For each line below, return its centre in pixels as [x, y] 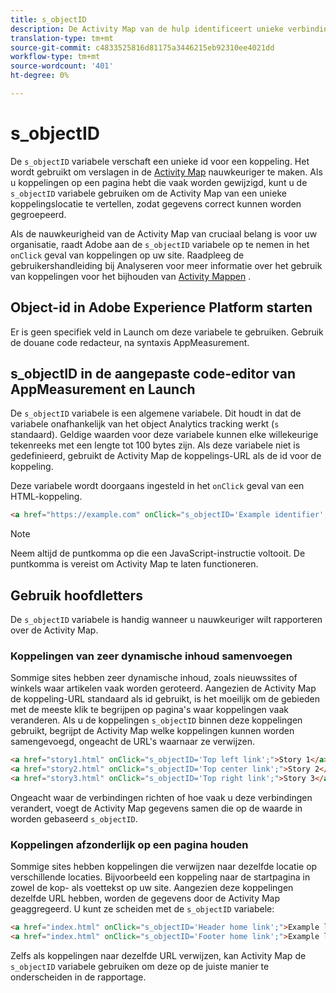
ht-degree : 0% [40, 76]
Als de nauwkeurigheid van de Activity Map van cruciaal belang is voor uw [164, 233]
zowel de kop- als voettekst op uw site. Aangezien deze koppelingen [152, 888]
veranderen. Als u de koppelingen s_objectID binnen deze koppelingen [156, 720]
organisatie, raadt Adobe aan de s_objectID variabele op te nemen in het [160, 244]
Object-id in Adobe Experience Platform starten [161, 307]
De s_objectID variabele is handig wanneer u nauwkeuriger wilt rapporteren [166, 620]
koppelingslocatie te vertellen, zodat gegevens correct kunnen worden [156, 203]
